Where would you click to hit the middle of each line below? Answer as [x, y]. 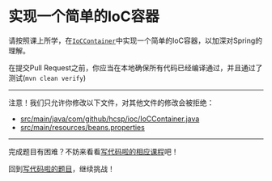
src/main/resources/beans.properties [83, 127]
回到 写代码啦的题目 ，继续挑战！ [62, 168]
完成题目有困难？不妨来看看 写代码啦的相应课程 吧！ [93, 151]
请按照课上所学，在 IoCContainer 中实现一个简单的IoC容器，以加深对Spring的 [136, 40]
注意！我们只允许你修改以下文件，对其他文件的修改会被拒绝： [111, 103]
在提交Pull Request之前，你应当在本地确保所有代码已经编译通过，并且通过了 [136, 67]
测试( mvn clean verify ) [47, 78]
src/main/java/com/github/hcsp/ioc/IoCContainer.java [110, 119]
